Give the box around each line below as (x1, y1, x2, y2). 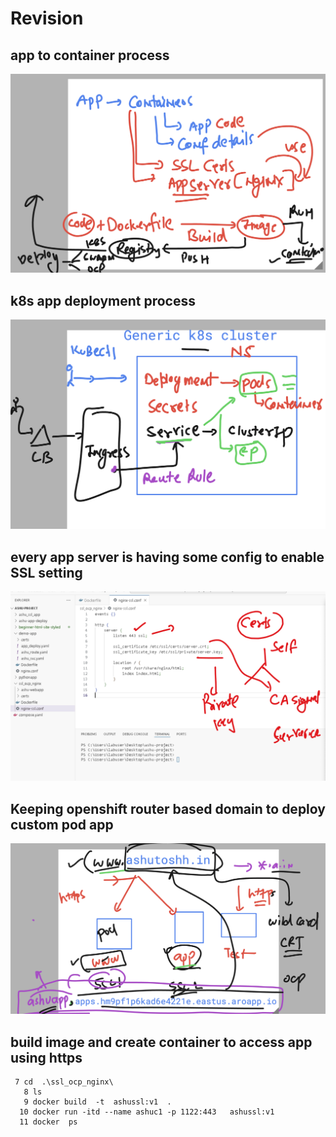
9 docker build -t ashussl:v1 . (23, 1097, 172, 1107)
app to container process (10, 47, 170, 64)
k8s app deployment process (10, 292, 196, 309)
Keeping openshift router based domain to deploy (10, 800, 326, 817)
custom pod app (10, 816, 114, 833)
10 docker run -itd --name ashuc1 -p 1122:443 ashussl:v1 (19, 1107, 275, 1117)
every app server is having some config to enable (10, 548, 325, 566)
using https (10, 1049, 83, 1066)
